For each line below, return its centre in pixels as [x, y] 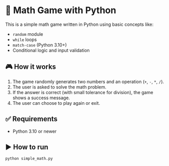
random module [28, 34]
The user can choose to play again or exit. [56, 103]
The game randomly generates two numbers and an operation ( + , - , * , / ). [88, 81]
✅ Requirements [32, 119]
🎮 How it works [31, 67]
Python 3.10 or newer [35, 131]
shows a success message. [41, 98]
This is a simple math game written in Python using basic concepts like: [79, 24]
